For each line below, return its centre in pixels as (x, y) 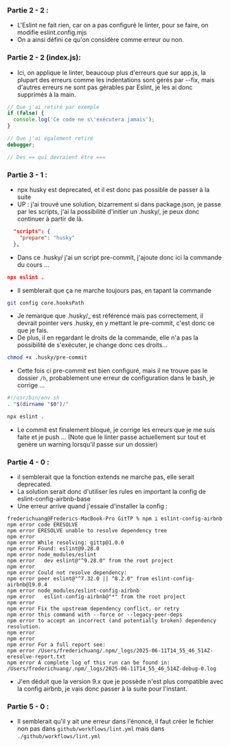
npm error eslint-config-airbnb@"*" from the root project (96, 597)
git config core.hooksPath (46, 303)
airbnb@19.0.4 (27, 585)
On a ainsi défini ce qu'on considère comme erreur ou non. (100, 40)
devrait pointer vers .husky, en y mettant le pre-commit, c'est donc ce (116, 323)
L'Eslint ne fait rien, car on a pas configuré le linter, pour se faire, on (113, 25)
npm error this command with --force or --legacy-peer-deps (95, 615)
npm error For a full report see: (57, 645)
